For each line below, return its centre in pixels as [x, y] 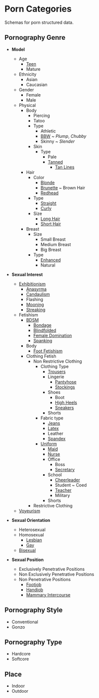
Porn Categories [38, 9]
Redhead [49, 193]
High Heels [66, 402]
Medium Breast [56, 244]
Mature [33, 69]
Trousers [57, 371]
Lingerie [56, 377]
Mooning [35, 304]
